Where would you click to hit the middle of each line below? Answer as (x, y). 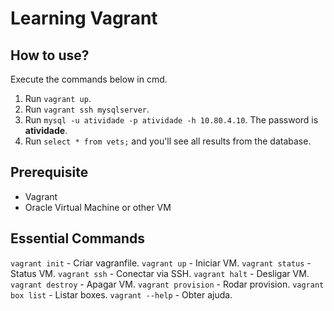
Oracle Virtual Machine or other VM (98, 207)
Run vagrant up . (58, 98)
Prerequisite (49, 172)
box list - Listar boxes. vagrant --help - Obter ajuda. (121, 294)
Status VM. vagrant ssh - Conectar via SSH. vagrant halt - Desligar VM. (160, 273)
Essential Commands (78, 238)
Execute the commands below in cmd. (89, 79)
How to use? (50, 55)
